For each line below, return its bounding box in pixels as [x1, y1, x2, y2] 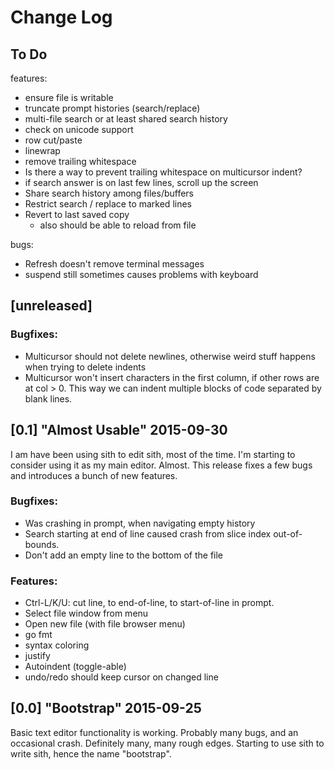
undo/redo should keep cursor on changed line [24, 671, 219, 683]
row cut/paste [24, 134, 83, 146]
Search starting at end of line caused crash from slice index [24, 527, 272, 540]
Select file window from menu [24, 607, 149, 620]
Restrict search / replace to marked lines [24, 198, 192, 210]
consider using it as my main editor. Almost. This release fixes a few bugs [10, 459, 313, 471]
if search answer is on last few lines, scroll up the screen [24, 177, 259, 188]
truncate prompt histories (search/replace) [24, 102, 201, 114]
